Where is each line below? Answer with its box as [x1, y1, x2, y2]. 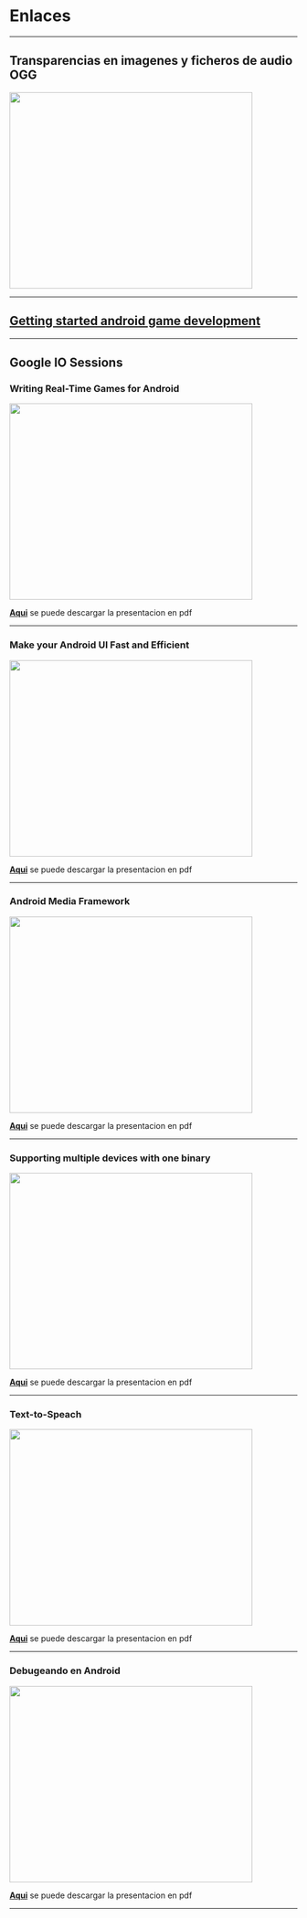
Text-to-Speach [9, 1408, 82, 1421]
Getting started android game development [9, 313, 261, 329]
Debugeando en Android [9, 1664, 121, 1677]
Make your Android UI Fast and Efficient [9, 638, 190, 651]
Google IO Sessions [9, 354, 123, 370]
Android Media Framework [9, 895, 131, 908]
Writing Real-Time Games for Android [9, 382, 180, 395]
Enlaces [9, 5, 71, 26]
